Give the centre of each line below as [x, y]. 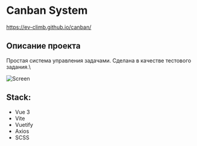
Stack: [19, 98]
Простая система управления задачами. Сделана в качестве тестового [99, 60]
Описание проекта [43, 46]
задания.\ [19, 67]
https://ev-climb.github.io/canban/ [49, 27]
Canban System [47, 11]
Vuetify [24, 124]
